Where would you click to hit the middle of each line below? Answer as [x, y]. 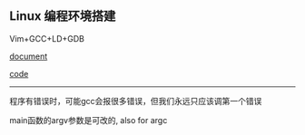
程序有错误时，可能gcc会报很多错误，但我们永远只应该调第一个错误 [136, 101]
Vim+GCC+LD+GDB [47, 38]
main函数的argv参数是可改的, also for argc [89, 120]
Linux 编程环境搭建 [63, 16]
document [29, 56]
